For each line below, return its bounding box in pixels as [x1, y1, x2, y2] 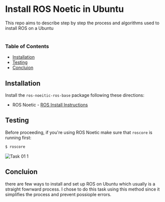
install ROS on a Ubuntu [5, 25, 54, 31]
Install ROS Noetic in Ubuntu [5, 3, 124, 15]
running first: [5, 135, 32, 140]
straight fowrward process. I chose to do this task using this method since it [5, 186, 160, 192]
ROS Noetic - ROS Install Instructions [12, 102, 88, 108]
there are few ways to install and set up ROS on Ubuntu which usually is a [5, 181, 156, 187]
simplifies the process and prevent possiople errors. [5, 191, 111, 197]
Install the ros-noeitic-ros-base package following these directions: [5, 92, 145, 98]
